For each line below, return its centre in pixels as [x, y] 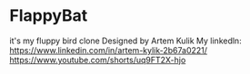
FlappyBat [49, 16]
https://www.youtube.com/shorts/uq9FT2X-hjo [98, 60]
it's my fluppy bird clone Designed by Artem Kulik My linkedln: [126, 41]
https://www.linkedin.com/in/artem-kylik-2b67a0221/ [108, 50]
